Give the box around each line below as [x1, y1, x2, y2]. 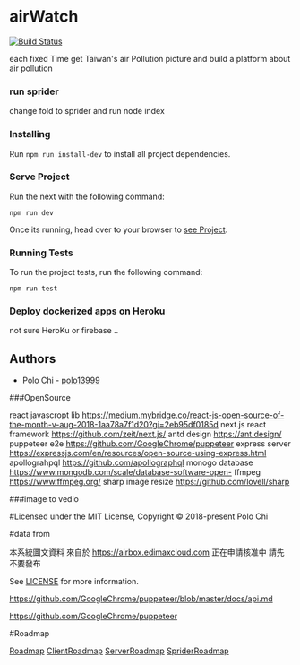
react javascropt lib [9, 410, 81, 420]
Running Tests [9, 246, 73, 259]
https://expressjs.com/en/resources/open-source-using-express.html [9, 448, 267, 459]
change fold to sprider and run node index [9, 106, 166, 117]
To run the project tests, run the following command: [9, 267, 203, 278]
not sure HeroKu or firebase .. [9, 325, 119, 336]
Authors [9, 351, 56, 367]
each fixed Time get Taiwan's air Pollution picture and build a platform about [9, 53, 291, 64]
